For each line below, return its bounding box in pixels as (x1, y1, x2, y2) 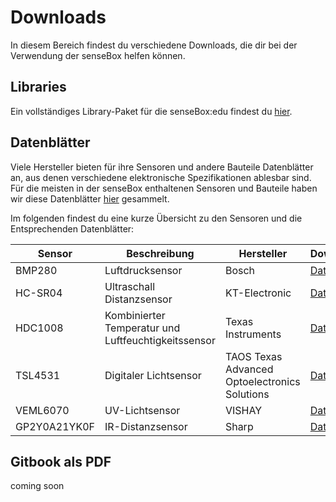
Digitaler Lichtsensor (104, 368, 202, 382)
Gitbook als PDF (10, 453, 112, 470)
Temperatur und (104, 321, 181, 335)
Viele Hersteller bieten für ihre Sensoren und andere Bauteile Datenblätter (10, 161, 314, 173)
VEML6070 (15, 403, 70, 417)
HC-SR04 (15, 286, 63, 300)
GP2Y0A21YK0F (15, 419, 95, 433)
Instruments (224, 327, 282, 341)
